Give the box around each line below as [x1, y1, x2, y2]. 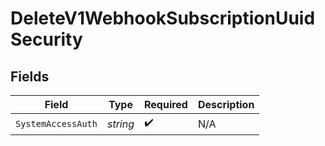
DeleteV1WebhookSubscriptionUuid [10, 7, 316, 30]
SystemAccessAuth [15, 118, 98, 129]
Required [143, 98, 188, 111]
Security [10, 28, 83, 51]
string [106, 117, 135, 131]
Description [197, 98, 255, 111]
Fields [10, 68, 50, 85]
